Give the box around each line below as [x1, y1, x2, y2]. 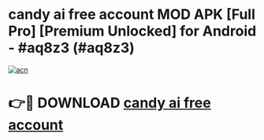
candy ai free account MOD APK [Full [8, 6, 256, 24]
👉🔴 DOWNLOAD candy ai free [8, 94, 211, 112]
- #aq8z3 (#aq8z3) [8, 39, 136, 57]
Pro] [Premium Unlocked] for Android [8, 22, 257, 40]
